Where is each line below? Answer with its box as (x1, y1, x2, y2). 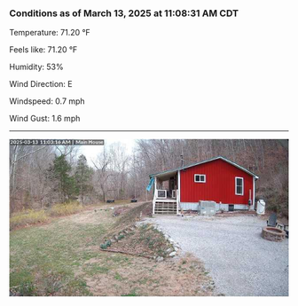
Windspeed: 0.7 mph (9, 96, 86, 106)
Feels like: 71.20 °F (9, 44, 78, 55)
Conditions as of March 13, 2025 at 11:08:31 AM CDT (9, 7, 239, 20)
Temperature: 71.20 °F (9, 27, 90, 38)
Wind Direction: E (9, 79, 73, 90)
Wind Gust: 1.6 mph (9, 114, 81, 124)
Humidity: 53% (9, 61, 64, 73)
